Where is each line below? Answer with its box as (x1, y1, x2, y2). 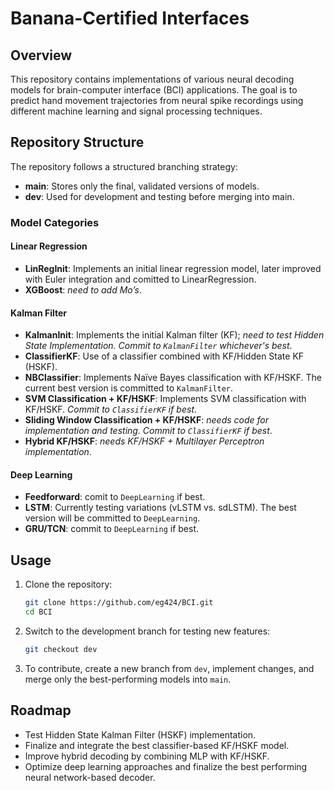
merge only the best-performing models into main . (24, 673, 232, 685)
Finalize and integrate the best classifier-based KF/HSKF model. (24, 739, 290, 751)
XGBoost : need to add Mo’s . (24, 283, 142, 296)
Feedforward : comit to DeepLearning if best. (24, 491, 206, 503)
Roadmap (10, 702, 72, 719)
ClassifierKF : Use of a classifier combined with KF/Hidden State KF (24, 350, 305, 362)
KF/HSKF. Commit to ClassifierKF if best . (24, 403, 198, 416)
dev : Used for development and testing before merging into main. (24, 190, 295, 202)
